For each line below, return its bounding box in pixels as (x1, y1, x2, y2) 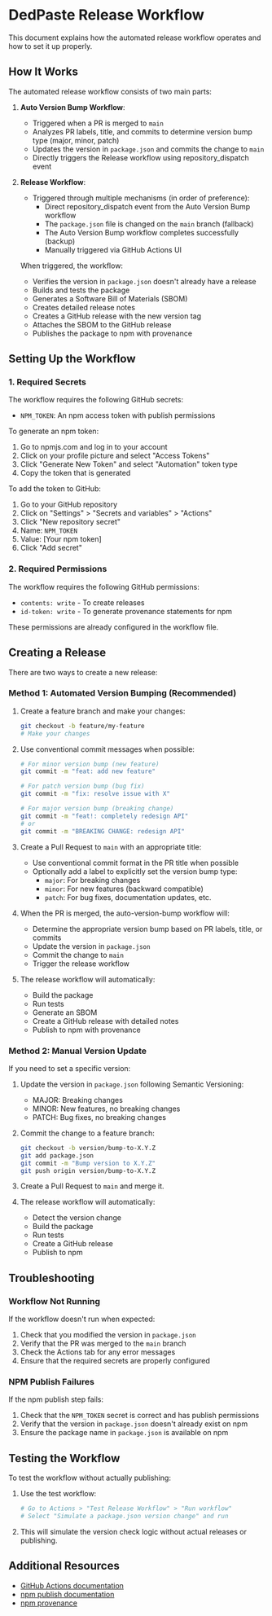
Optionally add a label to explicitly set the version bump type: (32, 866, 238, 876)
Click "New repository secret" (20, 517, 121, 527)
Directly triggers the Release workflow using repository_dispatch (32, 152, 250, 162)
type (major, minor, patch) (32, 135, 120, 145)
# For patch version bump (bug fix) (20, 782, 145, 791)
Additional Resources (8, 1559, 120, 1573)
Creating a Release (8, 646, 107, 660)
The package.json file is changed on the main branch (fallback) (44, 218, 254, 229)
